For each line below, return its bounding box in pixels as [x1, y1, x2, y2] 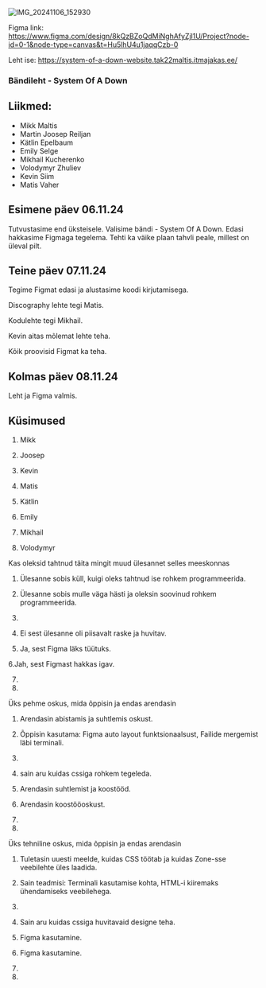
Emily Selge [19, 146, 59, 155]
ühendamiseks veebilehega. [19, 886, 112, 896]
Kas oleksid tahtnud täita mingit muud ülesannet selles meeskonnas [8, 558, 230, 568]
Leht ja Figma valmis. [8, 391, 78, 401]
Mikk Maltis [19, 120, 58, 130]
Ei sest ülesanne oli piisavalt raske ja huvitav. [19, 628, 167, 638]
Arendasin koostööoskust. [19, 799, 106, 809]
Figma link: [8, 23, 44, 32]
